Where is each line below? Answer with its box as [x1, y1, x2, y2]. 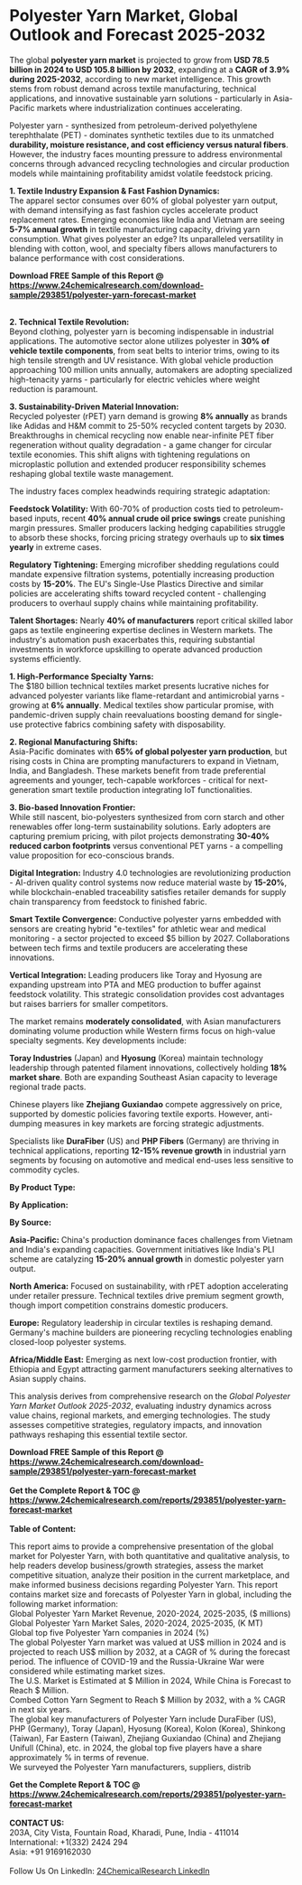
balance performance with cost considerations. [9, 252, 185, 263]
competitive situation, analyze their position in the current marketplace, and [9, 1569, 290, 1581]
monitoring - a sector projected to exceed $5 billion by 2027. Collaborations [9, 932, 290, 944]
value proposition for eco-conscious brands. [9, 850, 175, 861]
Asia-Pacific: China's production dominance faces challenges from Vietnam [9, 1234, 293, 1245]
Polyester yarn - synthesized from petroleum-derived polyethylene [9, 119, 258, 131]
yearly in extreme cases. [9, 541, 102, 552]
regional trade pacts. [9, 1081, 87, 1092]
